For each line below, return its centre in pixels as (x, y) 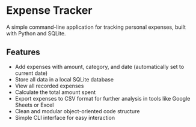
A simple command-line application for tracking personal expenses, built (96, 27)
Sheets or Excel (34, 105)
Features (23, 52)
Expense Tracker (49, 10)
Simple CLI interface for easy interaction (65, 117)
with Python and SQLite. (36, 33)
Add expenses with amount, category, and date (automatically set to (100, 66)
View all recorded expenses (49, 86)
